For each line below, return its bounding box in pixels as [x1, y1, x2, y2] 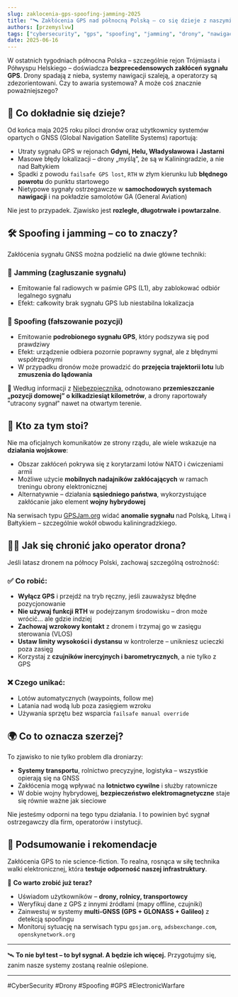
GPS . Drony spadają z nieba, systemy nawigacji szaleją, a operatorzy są [7, 72, 217, 80]
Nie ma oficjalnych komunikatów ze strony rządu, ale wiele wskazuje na [7, 439, 217, 447]
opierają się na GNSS [17, 774, 80, 783]
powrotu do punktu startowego [17, 177, 110, 185]
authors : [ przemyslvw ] [7, 23, 74, 31]
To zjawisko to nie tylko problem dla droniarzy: [7, 753, 144, 761]
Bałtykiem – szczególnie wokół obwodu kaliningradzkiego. [7, 519, 177, 527]
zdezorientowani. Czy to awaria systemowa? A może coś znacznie [7, 79, 202, 87]
